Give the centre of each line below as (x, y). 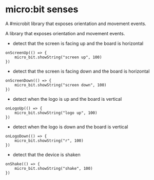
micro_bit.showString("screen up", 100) (58, 57)
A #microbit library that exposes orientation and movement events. (76, 24)
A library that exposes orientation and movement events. (65, 33)
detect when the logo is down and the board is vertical (70, 127)
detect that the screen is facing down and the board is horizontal (81, 71)
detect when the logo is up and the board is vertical (67, 99)
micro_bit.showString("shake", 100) (54, 168)
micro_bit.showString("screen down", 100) (61, 85)
